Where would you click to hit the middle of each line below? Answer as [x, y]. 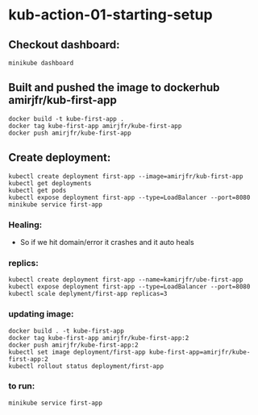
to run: [22, 386]
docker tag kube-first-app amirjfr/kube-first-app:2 [99, 338]
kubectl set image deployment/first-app [77, 352]
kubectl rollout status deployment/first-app [86, 366]
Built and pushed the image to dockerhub [114, 87]
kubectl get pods [37, 190]
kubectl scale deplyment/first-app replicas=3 [88, 294]
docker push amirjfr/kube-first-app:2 [73, 345]
